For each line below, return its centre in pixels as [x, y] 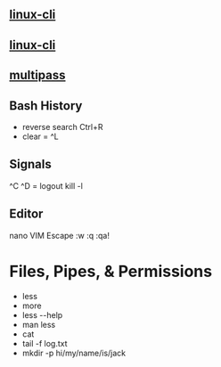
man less [39, 324]
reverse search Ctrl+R [63, 126]
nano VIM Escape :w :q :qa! [59, 235]
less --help [42, 314]
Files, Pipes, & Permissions [110, 271]
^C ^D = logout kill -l [46, 185]
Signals [30, 164]
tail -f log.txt [45, 343]
